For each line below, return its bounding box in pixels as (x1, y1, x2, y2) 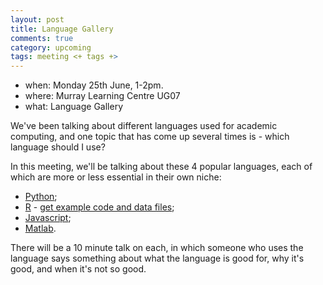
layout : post (10, 14, 65, 25)
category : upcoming (10, 42, 92, 53)
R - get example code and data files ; (24, 201, 175, 213)
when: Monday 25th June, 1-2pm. (24, 79, 164, 91)
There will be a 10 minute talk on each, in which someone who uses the (10, 242, 304, 254)
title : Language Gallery (10, 24, 114, 34)
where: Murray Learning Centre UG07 (24, 90, 181, 102)
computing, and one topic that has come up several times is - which (10, 131, 290, 143)
